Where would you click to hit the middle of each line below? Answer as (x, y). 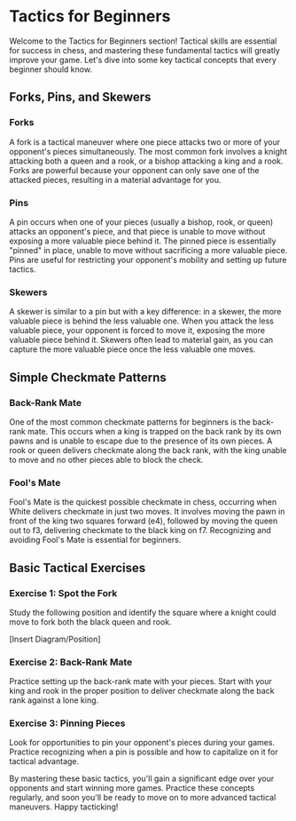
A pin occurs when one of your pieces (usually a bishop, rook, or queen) (141, 222)
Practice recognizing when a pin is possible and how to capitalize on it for (144, 752)
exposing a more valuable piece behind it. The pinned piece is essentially (143, 241)
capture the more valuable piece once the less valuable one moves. (132, 349)
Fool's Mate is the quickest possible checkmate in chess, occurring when (143, 502)
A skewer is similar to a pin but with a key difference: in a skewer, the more (145, 312)
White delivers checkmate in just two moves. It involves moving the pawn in (147, 512)
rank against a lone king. (54, 700)
